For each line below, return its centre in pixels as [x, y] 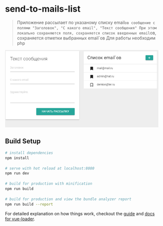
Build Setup [23, 141]
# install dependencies [29, 153]
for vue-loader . [20, 219]
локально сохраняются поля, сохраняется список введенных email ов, [87, 33]
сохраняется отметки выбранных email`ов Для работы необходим [86, 38]
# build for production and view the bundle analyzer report [68, 199]
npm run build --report [29, 204]
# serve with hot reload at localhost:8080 [50, 168]
